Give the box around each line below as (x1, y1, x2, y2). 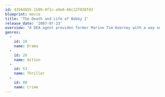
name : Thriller (14, 71, 45, 76)
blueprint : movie (5, 12, 41, 17)
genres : (5, 30, 21, 35)
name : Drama (14, 44, 38, 48)
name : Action (14, 57, 41, 62)
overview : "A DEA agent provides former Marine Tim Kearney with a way (5, 25, 155, 30)
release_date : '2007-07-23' (5, 21, 63, 26)
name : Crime (14, 84, 38, 90)
